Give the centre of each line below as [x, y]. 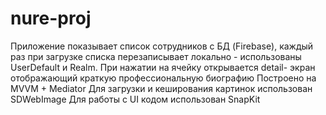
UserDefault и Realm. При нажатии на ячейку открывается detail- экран [163, 67]
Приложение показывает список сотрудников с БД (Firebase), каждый [162, 46]
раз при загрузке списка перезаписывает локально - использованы [156, 56]
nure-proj [51, 18]
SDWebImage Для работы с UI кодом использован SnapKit [135, 99]
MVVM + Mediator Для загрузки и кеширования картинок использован [161, 88]
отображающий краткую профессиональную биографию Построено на [163, 78]
